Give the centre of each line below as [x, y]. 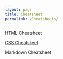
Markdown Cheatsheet [28, 52]
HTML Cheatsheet [24, 33]
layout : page [18, 10]
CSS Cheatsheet [22, 43]
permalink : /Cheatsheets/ [31, 19]
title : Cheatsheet [24, 14]
